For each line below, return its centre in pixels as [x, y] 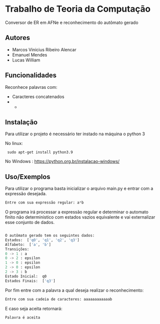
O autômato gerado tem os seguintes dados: [50, 236]
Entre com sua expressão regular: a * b [44, 203]
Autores [18, 38]
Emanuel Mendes [30, 55]
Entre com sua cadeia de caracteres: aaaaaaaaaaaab [59, 299]
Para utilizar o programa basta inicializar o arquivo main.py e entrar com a [79, 188]
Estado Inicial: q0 [26, 276]
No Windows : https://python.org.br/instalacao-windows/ [62, 162]
